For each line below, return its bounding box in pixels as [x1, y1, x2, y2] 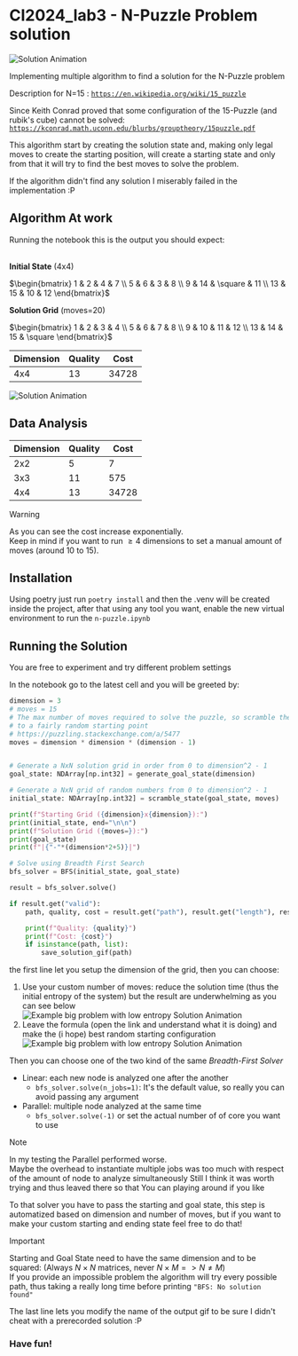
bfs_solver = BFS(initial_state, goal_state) [9, 867, 180, 877]
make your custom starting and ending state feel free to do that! [9, 1218, 243, 1229]
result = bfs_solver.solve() [9, 884, 117, 893]
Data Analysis [9, 416, 89, 431]
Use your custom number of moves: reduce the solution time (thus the [21, 982, 279, 992]
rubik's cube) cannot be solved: [9, 114, 126, 125]
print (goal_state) [9, 835, 77, 844]
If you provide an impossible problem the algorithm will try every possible [9, 1272, 278, 1282]
